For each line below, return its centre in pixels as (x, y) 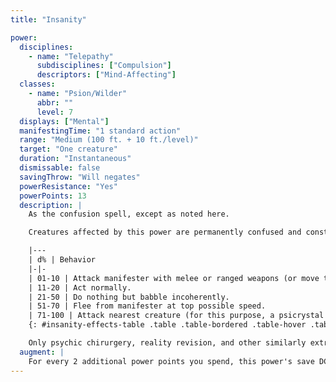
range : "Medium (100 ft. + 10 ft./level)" (109, 140)
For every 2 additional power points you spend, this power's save (171, 361)
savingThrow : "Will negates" (80, 177)
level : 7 (55, 112)
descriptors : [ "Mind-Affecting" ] (106, 75)
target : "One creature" (68, 149)
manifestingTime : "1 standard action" (100, 131)
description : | (51, 205)
